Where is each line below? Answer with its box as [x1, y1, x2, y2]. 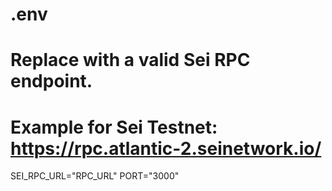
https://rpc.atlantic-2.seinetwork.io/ [10, 137, 322, 160]
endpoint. [10, 70, 93, 93]
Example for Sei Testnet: [10, 116, 218, 138]
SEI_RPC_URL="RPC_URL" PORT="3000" [10, 170, 180, 182]
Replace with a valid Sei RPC [10, 49, 251, 72]
